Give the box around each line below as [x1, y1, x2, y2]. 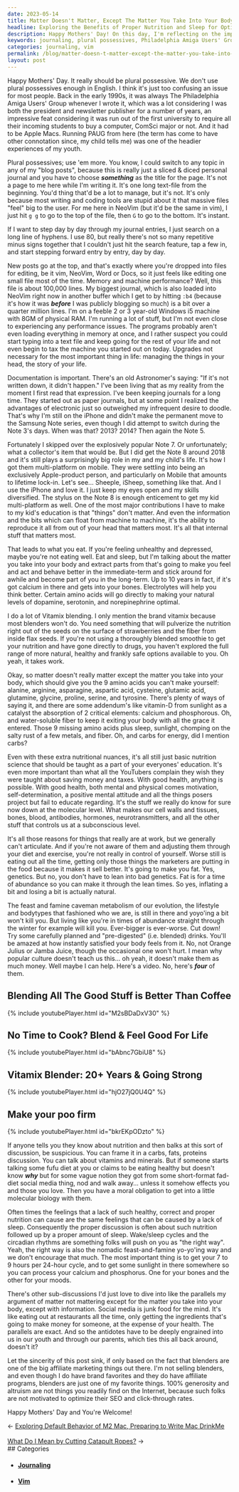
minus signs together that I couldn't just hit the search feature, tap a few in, [7, 240, 228, 248]
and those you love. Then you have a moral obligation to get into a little [7, 1187, 215, 1194]
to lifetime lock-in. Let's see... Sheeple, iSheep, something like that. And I [7, 478, 221, 486]
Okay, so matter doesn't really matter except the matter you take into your [7, 671, 224, 679]
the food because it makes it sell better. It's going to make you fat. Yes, [7, 864, 216, 873]
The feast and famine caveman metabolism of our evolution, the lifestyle [7, 901, 219, 910]
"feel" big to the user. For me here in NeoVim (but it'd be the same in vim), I [7, 204, 228, 212]
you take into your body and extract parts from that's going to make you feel [7, 559, 231, 568]
